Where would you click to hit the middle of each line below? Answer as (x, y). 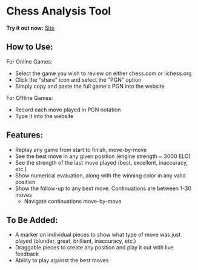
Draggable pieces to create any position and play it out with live (94, 248)
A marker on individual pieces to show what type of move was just (98, 235)
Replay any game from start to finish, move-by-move (81, 150)
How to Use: (30, 47)
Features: (25, 135)
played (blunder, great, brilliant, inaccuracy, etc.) (75, 241)
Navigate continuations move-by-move (73, 201)
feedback (27, 254)
